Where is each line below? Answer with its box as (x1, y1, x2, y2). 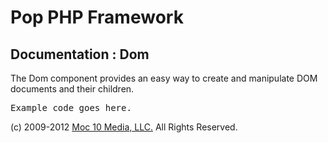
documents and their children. (10, 83, 135, 95)
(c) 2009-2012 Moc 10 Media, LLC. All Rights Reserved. (10, 121, 238, 133)
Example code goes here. (10, 102, 132, 113)
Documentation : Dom (10, 46, 150, 63)
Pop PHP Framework (10, 6, 184, 29)
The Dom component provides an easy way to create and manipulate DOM (10, 72, 318, 84)
